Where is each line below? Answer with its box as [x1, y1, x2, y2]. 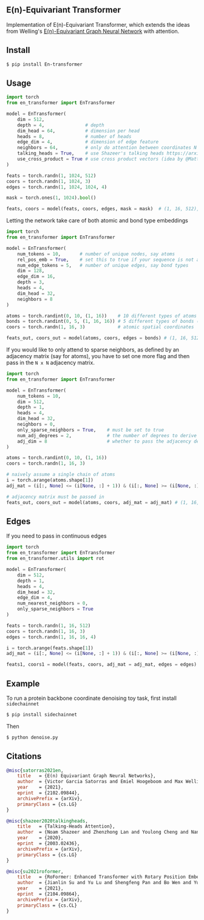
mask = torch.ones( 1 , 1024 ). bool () [6, 195, 97, 201]
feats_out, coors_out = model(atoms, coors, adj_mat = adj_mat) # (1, [6, 499, 189, 505]
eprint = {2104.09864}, [17, 891, 80, 897]
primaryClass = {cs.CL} [17, 902, 78, 908]
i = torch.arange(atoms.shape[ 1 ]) [6, 477, 94, 483]
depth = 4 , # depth [17, 122, 104, 128]
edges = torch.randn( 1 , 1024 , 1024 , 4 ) [6, 184, 107, 190]
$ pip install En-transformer [6, 61, 83, 67]
